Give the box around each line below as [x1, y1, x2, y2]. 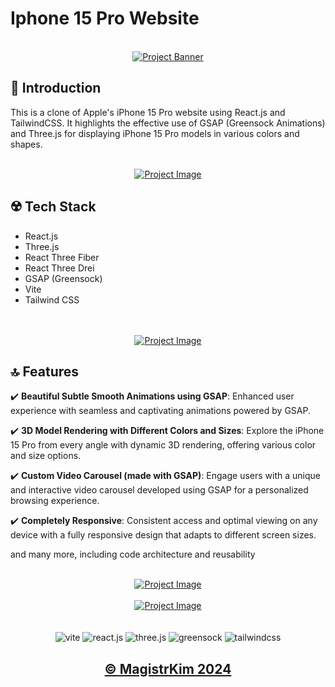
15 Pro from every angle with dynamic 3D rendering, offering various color [10, 439, 317, 451]
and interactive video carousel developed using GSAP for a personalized [10, 484, 309, 496]
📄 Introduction [10, 80, 102, 97]
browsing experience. [10, 495, 100, 507]
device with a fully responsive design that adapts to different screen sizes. [10, 529, 317, 541]
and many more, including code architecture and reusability [10, 548, 256, 561]
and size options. [10, 450, 82, 462]
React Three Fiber [24, 251, 100, 263]
